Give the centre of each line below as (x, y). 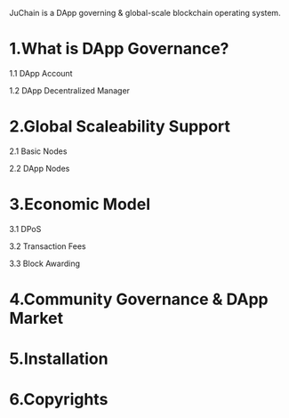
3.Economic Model (80, 205)
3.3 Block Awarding (45, 263)
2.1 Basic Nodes (38, 151)
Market (36, 318)
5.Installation (59, 359)
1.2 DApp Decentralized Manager (70, 90)
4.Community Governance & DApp (139, 299)
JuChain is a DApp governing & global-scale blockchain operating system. (145, 13)
